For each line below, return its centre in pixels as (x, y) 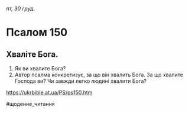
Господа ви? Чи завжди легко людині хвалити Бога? (81, 81)
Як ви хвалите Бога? (40, 68)
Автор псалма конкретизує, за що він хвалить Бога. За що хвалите (99, 75)
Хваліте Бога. (32, 54)
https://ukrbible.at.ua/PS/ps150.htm (49, 92)
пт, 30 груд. (21, 9)
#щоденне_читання (30, 104)
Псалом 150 (37, 33)
